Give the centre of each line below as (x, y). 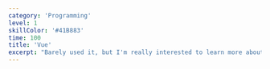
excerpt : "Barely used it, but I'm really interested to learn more (125, 52)
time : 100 (25, 38)
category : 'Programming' (50, 15)
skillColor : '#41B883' (46, 30)
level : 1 (23, 23)
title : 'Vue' (30, 45)
